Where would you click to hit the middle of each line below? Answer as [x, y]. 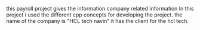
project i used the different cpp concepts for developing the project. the [94, 15]
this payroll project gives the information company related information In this [100, 9]
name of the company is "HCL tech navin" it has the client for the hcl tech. [98, 21]
